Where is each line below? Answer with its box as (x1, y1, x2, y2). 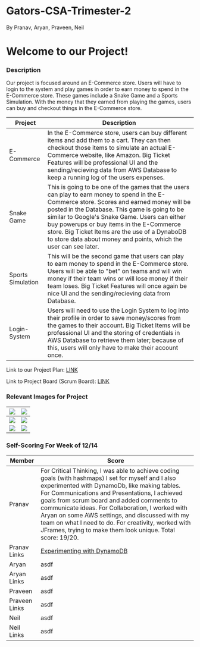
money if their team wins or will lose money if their (47, 275, 188, 283)
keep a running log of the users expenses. (47, 174, 165, 182)
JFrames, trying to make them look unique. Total (40, 526, 176, 535)
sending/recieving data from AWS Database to (47, 166, 177, 174)
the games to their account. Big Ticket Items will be (47, 321, 190, 329)
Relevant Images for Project (6, 392, 88, 401)
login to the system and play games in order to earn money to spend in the (6, 86, 189, 93)
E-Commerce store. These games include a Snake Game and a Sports (6, 92, 178, 99)
